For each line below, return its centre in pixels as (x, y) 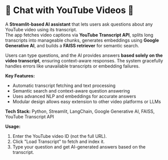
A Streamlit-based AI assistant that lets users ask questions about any (79, 24)
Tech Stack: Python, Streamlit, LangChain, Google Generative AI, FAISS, (80, 111)
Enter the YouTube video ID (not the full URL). (60, 136)
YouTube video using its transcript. (41, 29)
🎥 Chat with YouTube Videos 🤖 (70, 10)
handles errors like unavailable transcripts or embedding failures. (72, 66)
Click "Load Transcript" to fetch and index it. (58, 141)
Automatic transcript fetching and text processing (64, 86)
